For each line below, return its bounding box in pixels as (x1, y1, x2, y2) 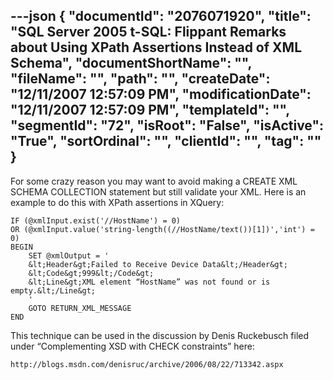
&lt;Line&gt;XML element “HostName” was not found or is (28, 277, 271, 287)
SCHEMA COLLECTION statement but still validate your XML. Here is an (10, 185, 307, 198)
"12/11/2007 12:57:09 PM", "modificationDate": (10, 86, 312, 103)
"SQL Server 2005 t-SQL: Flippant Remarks (10, 24, 287, 41)
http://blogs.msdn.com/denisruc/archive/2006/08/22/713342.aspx (10, 359, 284, 369)
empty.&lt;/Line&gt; (10, 285, 97, 296)
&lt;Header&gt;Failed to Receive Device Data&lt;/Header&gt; (28, 259, 288, 269)
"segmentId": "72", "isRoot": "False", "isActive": (10, 117, 325, 134)
